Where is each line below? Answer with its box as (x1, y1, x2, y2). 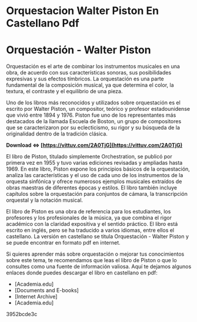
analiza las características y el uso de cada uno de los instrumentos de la (6, 172, 183, 179)
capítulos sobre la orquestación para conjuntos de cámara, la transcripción (6, 191, 188, 198)
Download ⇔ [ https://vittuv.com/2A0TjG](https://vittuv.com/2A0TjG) (6, 142, 183, 149)
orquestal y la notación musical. (6, 196, 84, 204)
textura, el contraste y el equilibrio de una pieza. (6, 88, 123, 95)
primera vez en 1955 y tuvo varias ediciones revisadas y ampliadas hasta (6, 160, 183, 167)
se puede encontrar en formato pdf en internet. (6, 239, 121, 246)
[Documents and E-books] (14, 287, 79, 294)
